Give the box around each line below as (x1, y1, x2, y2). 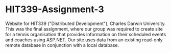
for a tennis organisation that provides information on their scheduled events (5, 31, 166, 37)
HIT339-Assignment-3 (5, 4, 105, 15)
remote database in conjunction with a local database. (5, 42, 119, 48)
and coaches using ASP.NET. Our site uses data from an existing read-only (5, 37, 163, 43)
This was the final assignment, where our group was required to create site (5, 25, 163, 32)
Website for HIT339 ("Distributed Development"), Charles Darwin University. (5, 20, 166, 26)
